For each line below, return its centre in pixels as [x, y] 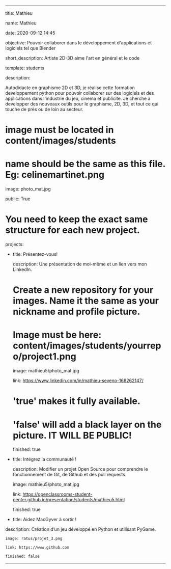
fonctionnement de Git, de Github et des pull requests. [69, 475]
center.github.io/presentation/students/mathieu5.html [69, 500]
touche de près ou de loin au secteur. [44, 109]
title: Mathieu [19, 13]
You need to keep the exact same [77, 219]
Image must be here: [57, 335]
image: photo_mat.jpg [28, 189]
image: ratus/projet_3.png [34, 539]
